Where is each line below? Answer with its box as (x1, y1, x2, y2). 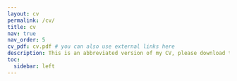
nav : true (7, 30, 37, 37)
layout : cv (7, 10, 39, 18)
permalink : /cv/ (7, 17, 55, 24)
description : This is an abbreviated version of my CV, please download (7, 50, 226, 57)
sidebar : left (13, 63, 55, 70)
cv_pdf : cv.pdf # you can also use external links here (7, 43, 175, 50)
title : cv (7, 23, 37, 30)
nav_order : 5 (7, 37, 46, 44)
